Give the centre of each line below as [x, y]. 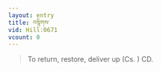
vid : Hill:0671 [33, 30]
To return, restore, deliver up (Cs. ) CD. [90, 59]
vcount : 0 [24, 37]
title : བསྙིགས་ [29, 23]
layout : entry [31, 15]
